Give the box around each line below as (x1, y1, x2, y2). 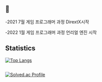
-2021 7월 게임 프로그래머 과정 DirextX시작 (5, 18, 89, 25)
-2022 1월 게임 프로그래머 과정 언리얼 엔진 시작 (5, 29, 97, 35)
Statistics (5, 44, 36, 53)
